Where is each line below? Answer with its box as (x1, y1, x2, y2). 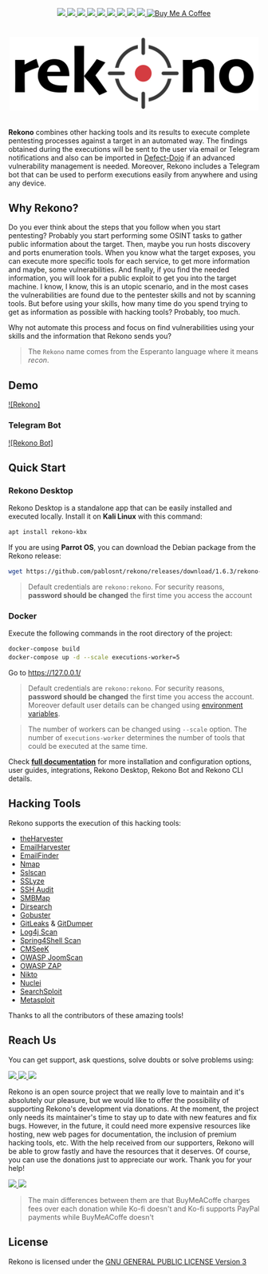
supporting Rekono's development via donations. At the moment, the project (8, 1104, 259, 1113)
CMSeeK (19, 944, 49, 954)
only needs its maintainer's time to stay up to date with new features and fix (8, 1112, 258, 1122)
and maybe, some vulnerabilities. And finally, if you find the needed (8, 265, 230, 275)
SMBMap (19, 893, 50, 902)
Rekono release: (8, 551, 61, 561)
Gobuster (19, 910, 51, 919)
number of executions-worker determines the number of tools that (27, 733, 246, 743)
